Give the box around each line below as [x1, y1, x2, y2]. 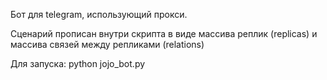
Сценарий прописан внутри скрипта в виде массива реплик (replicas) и [10, 28, 318, 39]
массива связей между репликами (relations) [10, 39, 205, 50]
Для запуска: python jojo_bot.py [10, 58, 146, 69]
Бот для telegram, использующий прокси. [10, 9, 188, 20]
